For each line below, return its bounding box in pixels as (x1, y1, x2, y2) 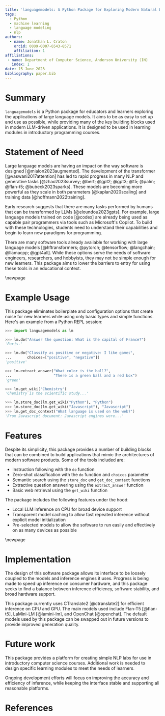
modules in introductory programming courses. (5, 129, 101, 135)
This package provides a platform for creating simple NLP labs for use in (5, 655, 152, 661)
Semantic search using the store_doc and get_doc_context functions (12, 477, 151, 483)
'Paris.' (5, 342, 23, 347)
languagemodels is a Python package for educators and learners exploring (5, 109, 154, 114)
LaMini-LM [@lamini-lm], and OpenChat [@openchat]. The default (13, 611, 147, 617)
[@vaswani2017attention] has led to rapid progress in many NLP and (5, 173, 144, 179)
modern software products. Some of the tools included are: (5, 457, 125, 463)
